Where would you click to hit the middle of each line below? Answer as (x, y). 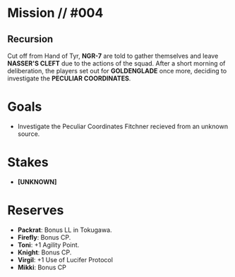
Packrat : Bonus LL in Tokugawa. (65, 230)
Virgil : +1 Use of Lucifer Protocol (65, 259)
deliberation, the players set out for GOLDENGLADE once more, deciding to (117, 71)
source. (29, 134)
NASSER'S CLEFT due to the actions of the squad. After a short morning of (116, 63)
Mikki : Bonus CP (42, 267)
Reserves (36, 210)
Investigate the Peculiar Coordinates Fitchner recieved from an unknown (122, 126)
